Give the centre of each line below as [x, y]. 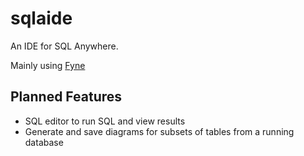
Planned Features [66, 97]
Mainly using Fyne [48, 65]
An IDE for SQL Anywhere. [64, 46]
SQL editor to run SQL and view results [105, 121]
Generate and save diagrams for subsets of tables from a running [159, 131]
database [44, 142]
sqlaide [41, 18]
